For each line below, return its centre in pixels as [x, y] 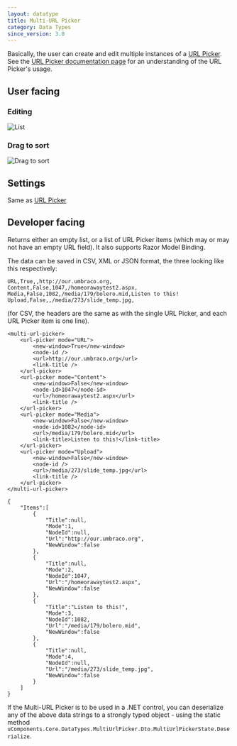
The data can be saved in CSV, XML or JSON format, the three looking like [116, 260]
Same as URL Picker [37, 200]
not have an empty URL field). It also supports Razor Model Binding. [106, 247]
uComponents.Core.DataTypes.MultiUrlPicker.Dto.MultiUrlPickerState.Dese [119, 729]
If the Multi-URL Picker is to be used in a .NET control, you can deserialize [115, 707]
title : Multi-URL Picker [44, 21]
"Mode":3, [60, 613]
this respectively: [32, 268]
